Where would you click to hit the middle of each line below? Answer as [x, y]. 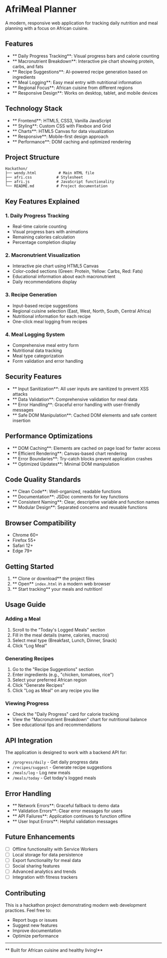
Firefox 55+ [24, 540]
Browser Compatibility [41, 523]
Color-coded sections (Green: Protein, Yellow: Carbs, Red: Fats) [78, 271]
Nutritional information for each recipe [51, 316]
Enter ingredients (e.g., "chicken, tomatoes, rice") [63, 675]
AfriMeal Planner [41, 9]
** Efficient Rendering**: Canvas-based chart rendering [70, 453]
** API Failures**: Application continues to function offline [72, 816]
